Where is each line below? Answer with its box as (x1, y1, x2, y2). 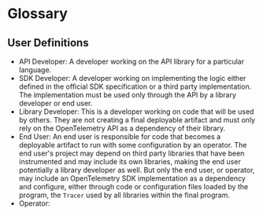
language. (18, 65, 52, 75)
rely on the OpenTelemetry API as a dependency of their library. (18, 123, 226, 133)
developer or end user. (18, 99, 93, 108)
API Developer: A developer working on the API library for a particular (18, 57, 245, 66)
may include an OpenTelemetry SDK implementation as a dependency (18, 174, 246, 183)
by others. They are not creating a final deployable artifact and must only (18, 115, 256, 124)
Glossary (7, 5, 69, 23)
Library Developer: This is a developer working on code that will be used (18, 107, 254, 116)
